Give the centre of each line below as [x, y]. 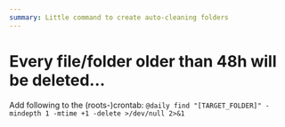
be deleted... [57, 80]
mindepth [25, 113]
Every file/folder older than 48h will [143, 61]
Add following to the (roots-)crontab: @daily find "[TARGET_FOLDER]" [135, 105]
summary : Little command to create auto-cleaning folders [119, 17]
